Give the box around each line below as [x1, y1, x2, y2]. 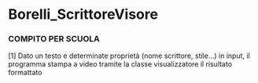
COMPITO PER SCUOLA [8, 34, 101, 45]
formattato [8, 68, 42, 78]
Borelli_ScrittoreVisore [8, 5, 159, 23]
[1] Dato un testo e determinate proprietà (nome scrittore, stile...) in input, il [8, 51, 250, 60]
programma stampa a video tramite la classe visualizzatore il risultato [8, 60, 233, 69]
